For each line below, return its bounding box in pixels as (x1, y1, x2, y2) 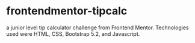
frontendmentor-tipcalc (6, 4, 128, 18)
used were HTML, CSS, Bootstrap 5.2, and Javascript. (6, 30, 140, 37)
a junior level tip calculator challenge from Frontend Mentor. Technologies (6, 24, 189, 31)
